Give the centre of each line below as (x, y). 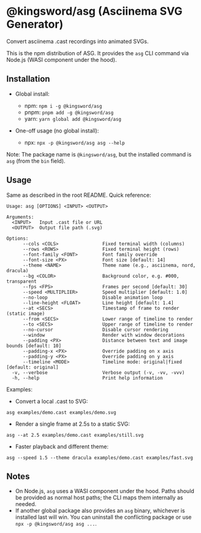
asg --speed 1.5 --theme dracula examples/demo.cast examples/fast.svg (100, 458)
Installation (28, 79)
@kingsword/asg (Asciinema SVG (94, 11)
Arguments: (20, 217)
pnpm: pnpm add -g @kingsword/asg (69, 112)
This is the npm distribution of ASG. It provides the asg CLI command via (97, 53)
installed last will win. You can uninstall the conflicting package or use (103, 517)
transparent (21, 281)
